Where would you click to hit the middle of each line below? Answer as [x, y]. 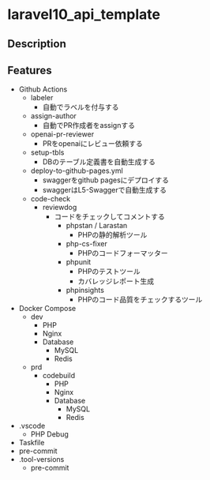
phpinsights [85, 291]
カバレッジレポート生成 [116, 281]
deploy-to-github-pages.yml [77, 171]
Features [30, 70]
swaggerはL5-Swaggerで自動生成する [105, 190]
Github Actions [43, 89]
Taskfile [32, 443]
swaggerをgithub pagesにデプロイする [106, 180]
